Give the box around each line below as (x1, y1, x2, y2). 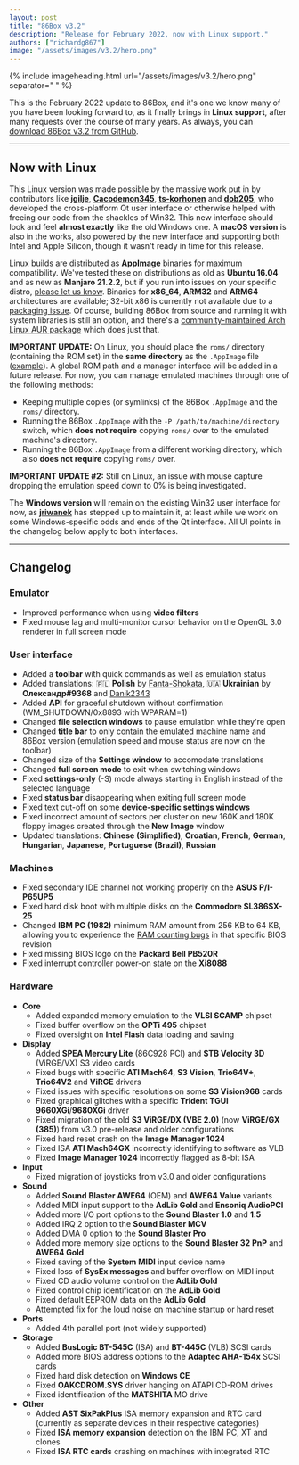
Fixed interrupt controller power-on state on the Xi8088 (21, 958, 228, 968)
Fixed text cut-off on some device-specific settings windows (21, 802, 251, 812)
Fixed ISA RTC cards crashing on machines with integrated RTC (35, 1445, 270, 1456)
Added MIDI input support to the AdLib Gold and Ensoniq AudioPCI (35, 1199, 284, 1210)
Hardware (9, 980, 53, 992)
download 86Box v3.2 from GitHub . (9, 126, 140, 136)
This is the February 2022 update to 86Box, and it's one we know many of (9, 97, 281, 108)
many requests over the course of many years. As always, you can (9, 117, 254, 128)
